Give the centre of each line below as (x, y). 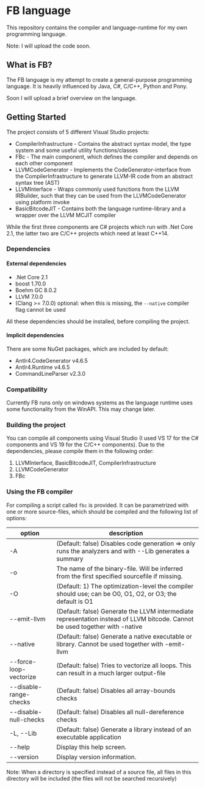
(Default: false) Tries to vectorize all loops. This (124, 665)
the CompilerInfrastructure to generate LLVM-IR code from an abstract (104, 176)
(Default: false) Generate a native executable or (124, 636)
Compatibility (27, 389)
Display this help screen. (92, 747)
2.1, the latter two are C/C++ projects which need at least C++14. (88, 233)
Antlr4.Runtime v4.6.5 (42, 367)
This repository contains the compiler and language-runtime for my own (97, 27)
